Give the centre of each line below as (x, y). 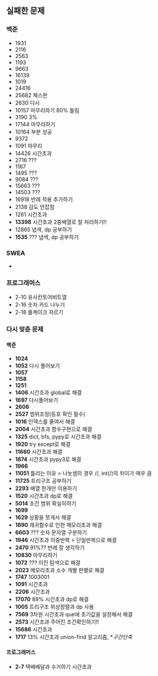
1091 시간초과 (31, 584)
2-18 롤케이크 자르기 (39, 312)
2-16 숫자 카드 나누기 (40, 305)
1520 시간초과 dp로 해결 (44, 496)
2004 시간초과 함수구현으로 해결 (53, 429)
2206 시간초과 (32, 592)
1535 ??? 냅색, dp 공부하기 (47, 237)
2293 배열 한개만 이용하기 (46, 488)
